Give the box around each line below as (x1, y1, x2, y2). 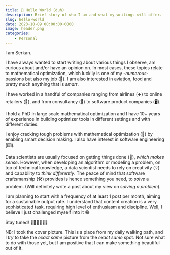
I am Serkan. (5, 49, 32, 56)
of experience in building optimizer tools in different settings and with (5, 116, 151, 122)
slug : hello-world (5, 17, 44, 22)
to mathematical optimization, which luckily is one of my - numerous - (5, 70, 149, 76)
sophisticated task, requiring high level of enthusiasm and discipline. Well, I (5, 204, 162, 210)
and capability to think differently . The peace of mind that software (5, 170, 145, 176)
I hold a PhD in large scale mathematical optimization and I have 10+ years (5, 110, 161, 117)
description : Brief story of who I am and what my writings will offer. (5, 12, 162, 17)
